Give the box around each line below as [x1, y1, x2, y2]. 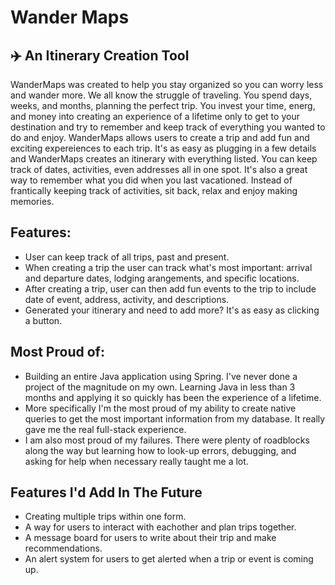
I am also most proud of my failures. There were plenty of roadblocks [24, 434, 310, 446]
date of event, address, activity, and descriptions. [24, 293, 230, 305]
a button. [24, 314, 63, 326]
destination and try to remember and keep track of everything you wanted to [10, 121, 326, 133]
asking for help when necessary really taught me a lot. [24, 455, 249, 467]
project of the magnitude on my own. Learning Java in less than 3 [24, 381, 296, 393]
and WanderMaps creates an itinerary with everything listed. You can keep [10, 153, 318, 165]
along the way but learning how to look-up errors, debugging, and [24, 444, 297, 456]
